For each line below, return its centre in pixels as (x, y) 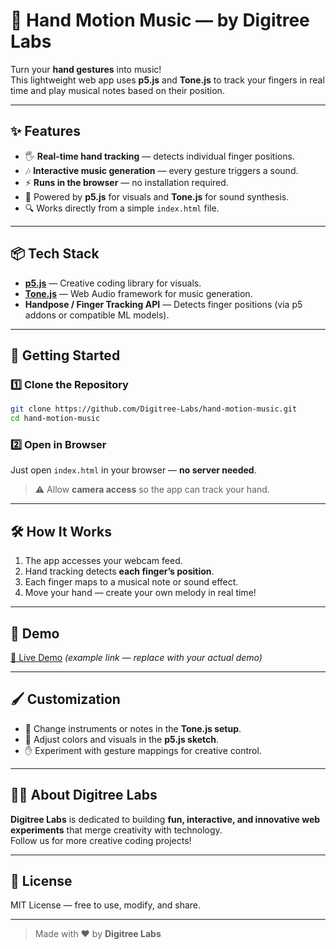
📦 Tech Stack (55, 254)
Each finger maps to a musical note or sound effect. (131, 582)
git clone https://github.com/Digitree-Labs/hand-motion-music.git (154, 409)
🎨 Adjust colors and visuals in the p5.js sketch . (122, 739)
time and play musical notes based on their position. (117, 90)
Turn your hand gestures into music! (86, 69)
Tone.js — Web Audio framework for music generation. (138, 293)
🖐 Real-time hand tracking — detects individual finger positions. (159, 156)
